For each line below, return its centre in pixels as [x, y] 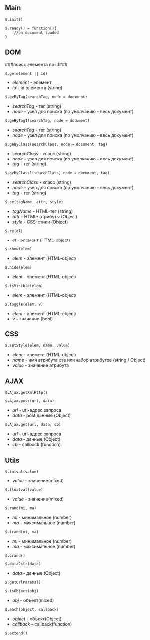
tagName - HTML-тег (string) [42, 211]
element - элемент [32, 82]
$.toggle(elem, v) [24, 304]
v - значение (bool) [33, 319]
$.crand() [15, 556]
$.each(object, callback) [32, 610]
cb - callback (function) [37, 445]
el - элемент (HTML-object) [41, 240]
